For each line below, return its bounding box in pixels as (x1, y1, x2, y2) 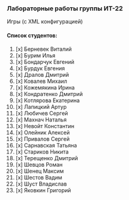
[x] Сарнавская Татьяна (15, 141, 77, 149)
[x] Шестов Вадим (15, 173, 63, 181)
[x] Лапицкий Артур (15, 103, 67, 110)
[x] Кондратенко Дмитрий (15, 90, 83, 97)
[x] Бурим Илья (15, 51, 56, 59)
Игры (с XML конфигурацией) (7, 18, 83, 25)
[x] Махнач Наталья (15, 116, 67, 123)
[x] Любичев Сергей (15, 109, 68, 117)
